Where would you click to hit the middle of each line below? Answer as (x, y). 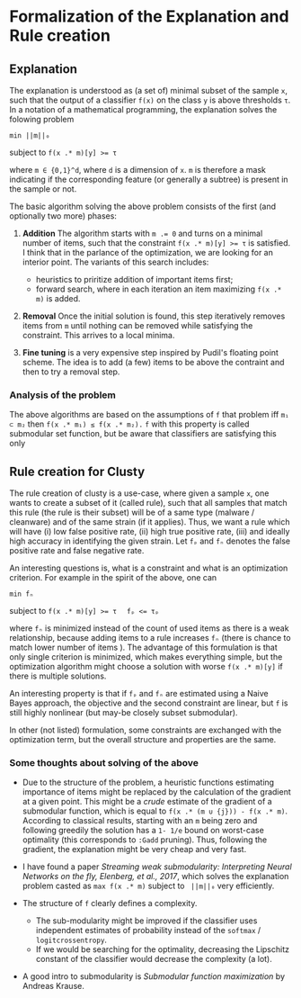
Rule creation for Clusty (77, 471)
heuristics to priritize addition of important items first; (134, 279)
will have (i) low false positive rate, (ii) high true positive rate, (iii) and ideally (150, 532)
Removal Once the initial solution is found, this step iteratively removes (154, 316)
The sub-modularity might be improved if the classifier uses (146, 921)
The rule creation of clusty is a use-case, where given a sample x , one (139, 493)
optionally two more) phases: (63, 216)
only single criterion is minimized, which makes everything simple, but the (146, 657)
